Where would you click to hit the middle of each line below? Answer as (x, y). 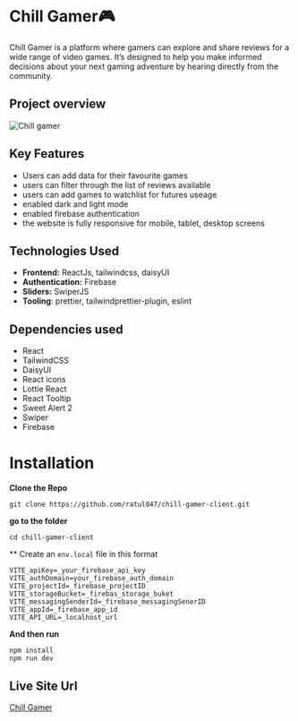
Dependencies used (66, 329)
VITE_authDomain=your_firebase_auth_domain (92, 579)
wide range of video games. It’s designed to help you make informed (136, 56)
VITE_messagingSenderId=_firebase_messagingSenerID (107, 602)
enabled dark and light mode (75, 204)
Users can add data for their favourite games (105, 176)
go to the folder (38, 521)
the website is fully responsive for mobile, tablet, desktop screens (144, 223)
